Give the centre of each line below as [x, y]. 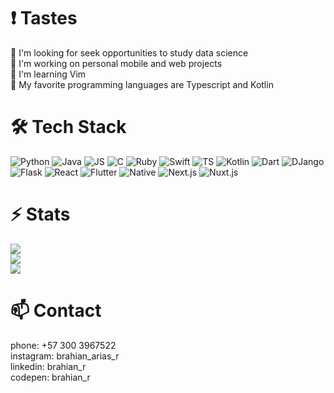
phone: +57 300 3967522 [63, 345]
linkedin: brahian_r [48, 366]
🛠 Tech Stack [68, 127]
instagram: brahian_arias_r [65, 356]
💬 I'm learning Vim [48, 74]
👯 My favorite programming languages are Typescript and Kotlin [142, 84]
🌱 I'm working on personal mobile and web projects [116, 63]
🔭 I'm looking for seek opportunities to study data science [129, 52]
